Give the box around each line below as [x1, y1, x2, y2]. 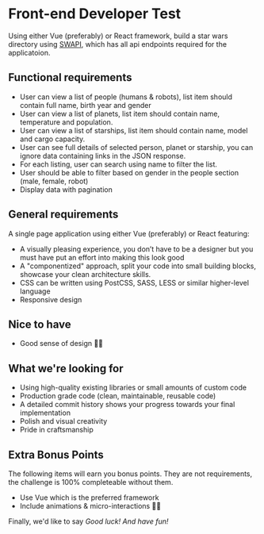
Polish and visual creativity [19, 417, 108, 426]
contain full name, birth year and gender [19, 100, 152, 109]
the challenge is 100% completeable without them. [8, 478, 174, 486]
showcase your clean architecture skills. [19, 269, 151, 279]
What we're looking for [8, 362, 124, 375]
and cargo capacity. [19, 134, 86, 144]
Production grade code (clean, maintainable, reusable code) [19, 391, 216, 401]
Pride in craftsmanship [19, 425, 94, 435]
